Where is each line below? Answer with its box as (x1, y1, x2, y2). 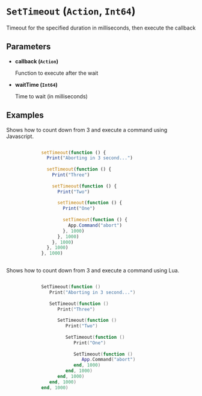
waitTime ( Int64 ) (14, 81, 58, 88)
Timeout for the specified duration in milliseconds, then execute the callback (6, 24, 196, 31)
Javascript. (6, 133, 34, 140)
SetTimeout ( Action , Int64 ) (6, 4, 136, 18)
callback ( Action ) (14, 57, 59, 64)
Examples (6, 110, 44, 121)
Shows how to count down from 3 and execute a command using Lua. (6, 267, 180, 274)
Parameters (6, 42, 51, 52)
